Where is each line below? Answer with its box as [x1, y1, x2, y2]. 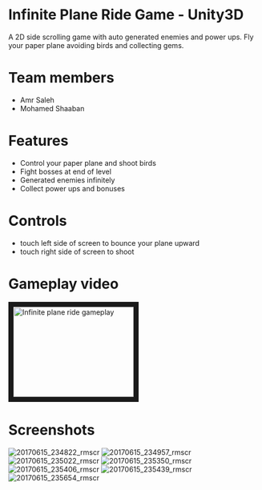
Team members [8, 69, 115, 87]
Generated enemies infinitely [19, 175, 115, 185]
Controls [8, 212, 67, 230]
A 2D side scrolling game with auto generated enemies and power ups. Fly [8, 32, 254, 42]
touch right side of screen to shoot [19, 247, 135, 256]
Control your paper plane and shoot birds [19, 158, 156, 167]
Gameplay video [8, 275, 119, 293]
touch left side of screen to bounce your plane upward [19, 238, 200, 247]
